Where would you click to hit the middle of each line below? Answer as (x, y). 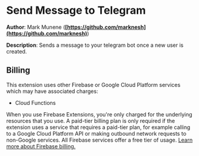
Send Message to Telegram (76, 10)
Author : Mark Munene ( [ (37, 27)
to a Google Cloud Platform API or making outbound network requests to (96, 133)
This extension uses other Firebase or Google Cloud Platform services (93, 85)
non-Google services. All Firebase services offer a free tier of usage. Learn (99, 140)
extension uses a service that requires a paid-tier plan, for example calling (98, 127)
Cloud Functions (35, 103)
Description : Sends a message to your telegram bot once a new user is (95, 45)
